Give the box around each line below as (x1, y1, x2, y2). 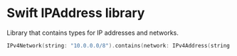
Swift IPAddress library (6, 5, 145, 21)
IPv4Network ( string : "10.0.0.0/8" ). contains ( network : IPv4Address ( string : (6, 42, 233, 49)
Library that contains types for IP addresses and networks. (6, 28, 179, 37)
